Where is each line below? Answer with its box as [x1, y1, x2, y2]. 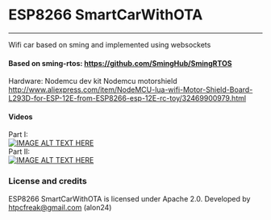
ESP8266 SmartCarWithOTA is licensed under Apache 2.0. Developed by [8, 193, 251, 203]
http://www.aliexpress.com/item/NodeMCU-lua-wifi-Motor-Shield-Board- [8, 85, 253, 94]
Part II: [8, 147, 31, 156]
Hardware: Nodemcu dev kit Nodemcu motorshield [8, 77, 177, 86]
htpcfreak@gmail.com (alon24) [8, 202, 112, 212]
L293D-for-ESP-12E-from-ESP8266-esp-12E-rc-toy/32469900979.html [8, 93, 247, 103]
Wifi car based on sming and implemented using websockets [8, 39, 211, 49]
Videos [8, 111, 33, 122]
